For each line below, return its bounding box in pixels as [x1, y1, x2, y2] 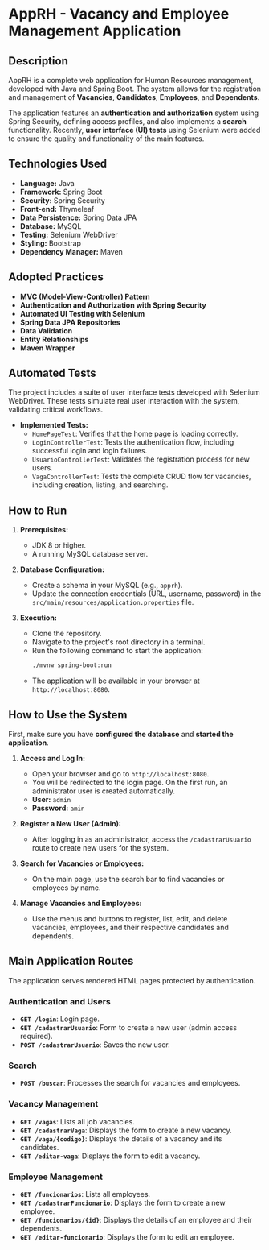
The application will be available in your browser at [31, 676, 201, 685]
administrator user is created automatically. [31, 786, 175, 796]
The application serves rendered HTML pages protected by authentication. [8, 975, 256, 985]
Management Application [8, 22, 181, 40]
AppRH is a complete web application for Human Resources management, [8, 76, 254, 85]
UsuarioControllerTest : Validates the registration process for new [31, 454, 251, 464]
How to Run [8, 503, 67, 517]
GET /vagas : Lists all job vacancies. [19, 1116, 135, 1126]
